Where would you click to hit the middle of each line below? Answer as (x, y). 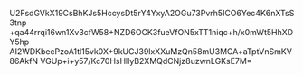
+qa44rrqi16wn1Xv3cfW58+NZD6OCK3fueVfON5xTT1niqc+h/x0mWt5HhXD (151, 32)
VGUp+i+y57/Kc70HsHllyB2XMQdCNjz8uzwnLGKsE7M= (146, 61)
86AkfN (24, 61)
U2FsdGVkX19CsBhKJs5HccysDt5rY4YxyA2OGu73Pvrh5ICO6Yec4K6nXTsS (152, 13)
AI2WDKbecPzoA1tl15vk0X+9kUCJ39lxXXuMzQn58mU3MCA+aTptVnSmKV (151, 52)
